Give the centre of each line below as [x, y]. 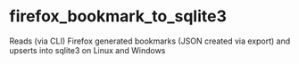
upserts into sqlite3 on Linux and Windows [87, 50]
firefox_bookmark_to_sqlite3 [118, 16]
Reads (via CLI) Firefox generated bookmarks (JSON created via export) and [150, 41]
